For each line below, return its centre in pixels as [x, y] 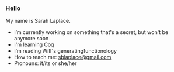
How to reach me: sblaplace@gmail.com [62, 57]
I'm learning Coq [34, 44]
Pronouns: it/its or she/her [45, 63]
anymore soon [31, 39]
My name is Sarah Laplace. [38, 21]
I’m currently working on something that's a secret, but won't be [91, 32]
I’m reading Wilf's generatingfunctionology [65, 51]
